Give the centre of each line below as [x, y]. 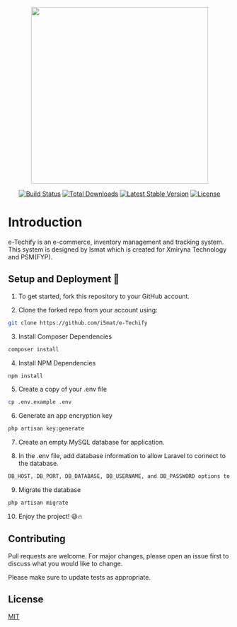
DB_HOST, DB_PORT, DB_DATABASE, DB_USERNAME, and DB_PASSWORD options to [119, 476]
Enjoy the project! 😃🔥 [50, 516]
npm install [25, 376]
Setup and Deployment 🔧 [64, 279]
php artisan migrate [39, 503]
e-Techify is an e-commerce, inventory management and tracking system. [116, 242]
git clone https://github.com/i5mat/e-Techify [78, 323]
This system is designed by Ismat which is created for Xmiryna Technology [117, 249]
